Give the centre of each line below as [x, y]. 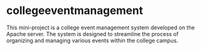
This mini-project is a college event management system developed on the [100, 27]
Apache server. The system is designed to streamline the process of [93, 34]
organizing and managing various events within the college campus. [93, 40]
